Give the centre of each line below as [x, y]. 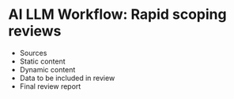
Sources [33, 53]
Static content [42, 61]
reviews [35, 31]
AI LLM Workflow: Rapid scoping [117, 15]
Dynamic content [47, 69]
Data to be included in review [67, 78]
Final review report [50, 86]
